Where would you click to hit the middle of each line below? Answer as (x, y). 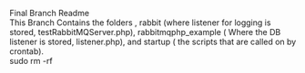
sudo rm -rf (31, 61)
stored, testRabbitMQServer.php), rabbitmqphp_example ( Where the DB (145, 32)
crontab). (26, 51)
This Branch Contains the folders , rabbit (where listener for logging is (140, 23)
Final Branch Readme (49, 13)
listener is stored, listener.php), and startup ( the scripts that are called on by (153, 41)
